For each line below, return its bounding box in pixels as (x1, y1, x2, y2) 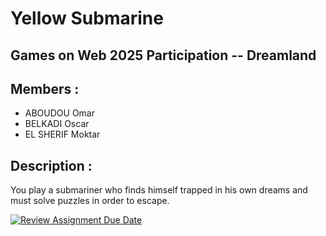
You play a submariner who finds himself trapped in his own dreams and (10, 184, 308, 196)
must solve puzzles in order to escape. (10, 195, 170, 207)
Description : (10, 157, 93, 174)
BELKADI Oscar (24, 118, 90, 130)
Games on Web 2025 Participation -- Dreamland (10, 47, 317, 64)
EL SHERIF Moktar (24, 128, 101, 141)
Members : (10, 80, 80, 97)
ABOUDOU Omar (24, 107, 96, 119)
